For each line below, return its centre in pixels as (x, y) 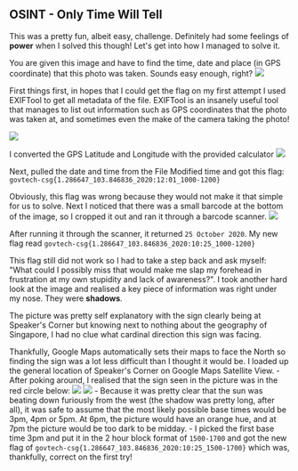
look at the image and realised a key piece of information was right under (143, 288)
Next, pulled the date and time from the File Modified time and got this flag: (147, 171)
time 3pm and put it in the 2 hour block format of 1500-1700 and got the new (148, 438)
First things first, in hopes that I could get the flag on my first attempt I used (148, 90)
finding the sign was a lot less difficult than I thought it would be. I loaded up (149, 361)
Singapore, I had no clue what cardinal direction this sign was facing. (136, 334)
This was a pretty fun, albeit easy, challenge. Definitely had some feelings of (149, 36)
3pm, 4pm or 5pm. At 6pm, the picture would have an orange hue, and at (143, 418)
